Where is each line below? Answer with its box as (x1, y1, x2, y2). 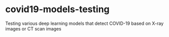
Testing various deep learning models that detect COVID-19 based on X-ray (5, 20, 164, 26)
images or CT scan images (5, 25, 62, 31)
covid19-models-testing (5, 4, 110, 15)
